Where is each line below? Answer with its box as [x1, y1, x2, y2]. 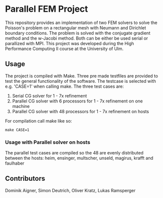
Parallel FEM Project [5, 3, 88, 15]
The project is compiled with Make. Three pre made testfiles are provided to [5, 73, 158, 79]
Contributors [5, 174, 46, 183]
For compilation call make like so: [5, 118, 72, 124]
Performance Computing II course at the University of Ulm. [5, 46, 124, 51]
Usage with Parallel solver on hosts [5, 139, 91, 146]
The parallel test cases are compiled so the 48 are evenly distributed [5, 150, 143, 156]
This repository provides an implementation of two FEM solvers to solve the [5, 20, 158, 25]
